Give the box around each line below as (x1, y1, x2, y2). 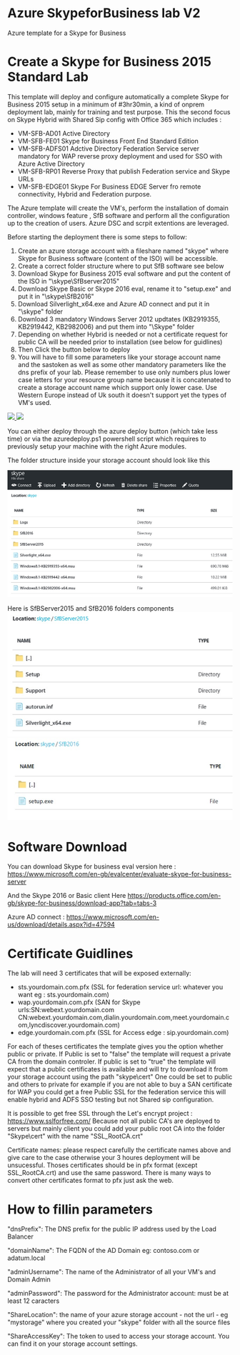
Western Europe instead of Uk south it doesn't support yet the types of (17, 391, 227, 399)
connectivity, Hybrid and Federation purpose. (17, 189, 152, 198)
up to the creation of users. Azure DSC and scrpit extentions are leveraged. (7, 219, 229, 227)
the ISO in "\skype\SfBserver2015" (17, 276, 120, 285)
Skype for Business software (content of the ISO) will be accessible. (17, 254, 219, 262)
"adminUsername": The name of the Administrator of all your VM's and (7, 1268, 216, 1276)
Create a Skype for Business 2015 (7, 54, 212, 70)
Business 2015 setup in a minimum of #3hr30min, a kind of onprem (7, 100, 205, 109)
